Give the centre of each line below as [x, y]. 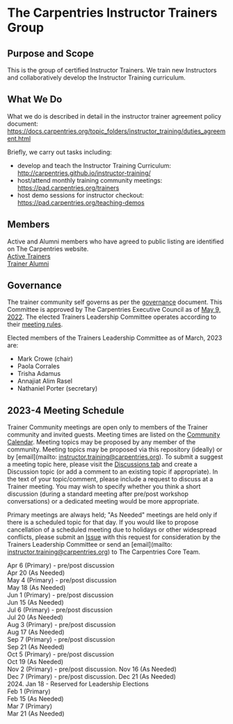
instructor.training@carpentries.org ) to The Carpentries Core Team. [104, 552]
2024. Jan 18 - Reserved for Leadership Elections [78, 684]
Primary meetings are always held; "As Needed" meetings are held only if [112, 515]
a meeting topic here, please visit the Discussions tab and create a [103, 465]
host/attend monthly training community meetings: [90, 180]
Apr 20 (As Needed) [36, 573]
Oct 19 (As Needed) [35, 662]
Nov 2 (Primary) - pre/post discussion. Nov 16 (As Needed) [92, 669]
